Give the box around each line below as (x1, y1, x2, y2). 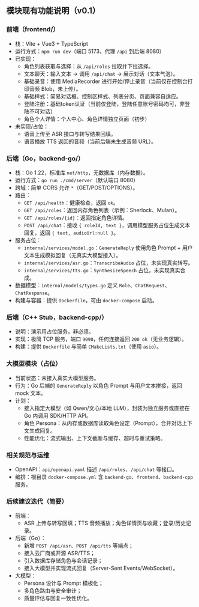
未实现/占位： (14, 123, 49, 130)
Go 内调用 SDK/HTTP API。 (23, 412, 92, 419)
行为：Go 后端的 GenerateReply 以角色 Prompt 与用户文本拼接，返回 (14, 382, 183, 389)
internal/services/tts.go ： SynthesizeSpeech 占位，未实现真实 (23, 266, 180, 273)
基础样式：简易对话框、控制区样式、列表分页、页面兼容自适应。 (23, 93, 182, 100)
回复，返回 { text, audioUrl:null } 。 (23, 229, 119, 236)
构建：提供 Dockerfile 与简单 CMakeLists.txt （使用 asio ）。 (14, 343, 162, 350)
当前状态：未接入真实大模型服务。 (14, 374, 99, 382)
